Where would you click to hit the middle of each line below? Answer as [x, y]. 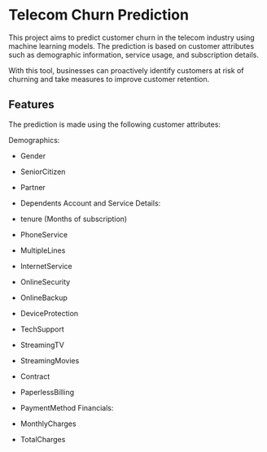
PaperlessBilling [47, 392]
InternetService [46, 266]
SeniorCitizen [43, 172]
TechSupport [42, 329]
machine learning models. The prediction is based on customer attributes [131, 46]
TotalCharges [43, 439]
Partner [33, 187]
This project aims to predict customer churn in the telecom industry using [131, 37]
